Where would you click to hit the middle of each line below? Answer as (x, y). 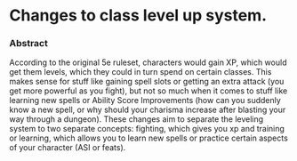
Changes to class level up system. (138, 16)
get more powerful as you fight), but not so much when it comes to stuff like (148, 91)
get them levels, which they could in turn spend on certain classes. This (140, 72)
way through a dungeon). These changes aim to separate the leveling (136, 119)
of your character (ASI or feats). (68, 148)
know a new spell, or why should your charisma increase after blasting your (148, 110)
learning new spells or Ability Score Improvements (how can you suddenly (145, 101)
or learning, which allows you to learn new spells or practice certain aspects (149, 138)
